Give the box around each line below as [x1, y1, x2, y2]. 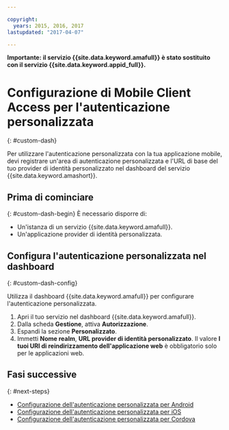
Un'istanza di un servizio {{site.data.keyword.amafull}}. [16, 223, 173, 231]
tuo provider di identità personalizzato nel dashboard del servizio [7, 164, 190, 173]
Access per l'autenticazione [7, 99, 170, 115]
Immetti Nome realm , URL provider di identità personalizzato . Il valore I [16, 334, 221, 342]
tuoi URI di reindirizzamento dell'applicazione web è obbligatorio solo [16, 342, 217, 350]
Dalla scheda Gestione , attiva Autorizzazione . [16, 320, 148, 328]
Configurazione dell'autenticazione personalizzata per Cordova [16, 415, 196, 423]
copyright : [7, 16, 38, 23]
